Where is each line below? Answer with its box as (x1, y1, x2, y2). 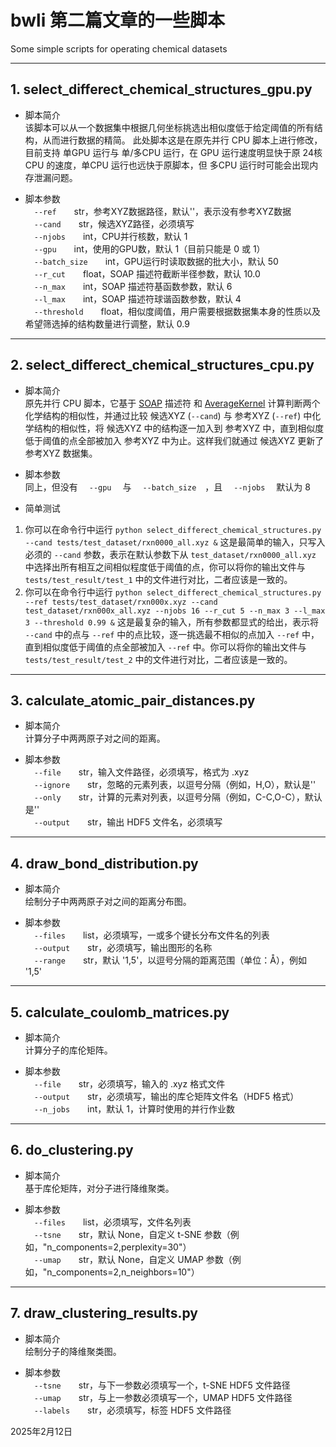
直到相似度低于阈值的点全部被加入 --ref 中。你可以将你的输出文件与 (24, 641, 307, 653)
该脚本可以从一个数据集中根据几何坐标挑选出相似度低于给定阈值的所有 (24, 121, 315, 133)
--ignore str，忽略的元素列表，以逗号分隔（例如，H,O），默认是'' (33, 779, 317, 791)
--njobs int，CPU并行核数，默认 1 (33, 230, 188, 242)
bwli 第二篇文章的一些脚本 (10, 9, 225, 32)
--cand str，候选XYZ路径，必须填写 (33, 217, 195, 230)
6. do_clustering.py (10, 1142, 134, 1159)
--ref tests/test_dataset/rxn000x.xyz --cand (24, 597, 218, 607)
